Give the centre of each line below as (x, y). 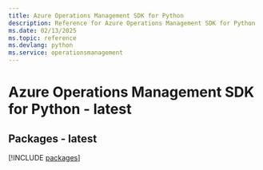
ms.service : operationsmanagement (66, 53)
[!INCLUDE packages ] (44, 158)
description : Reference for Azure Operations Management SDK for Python (132, 23)
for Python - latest (70, 109)
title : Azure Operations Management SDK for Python (96, 16)
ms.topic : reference (43, 38)
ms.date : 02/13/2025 (43, 30)
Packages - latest (53, 138)
